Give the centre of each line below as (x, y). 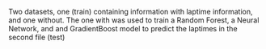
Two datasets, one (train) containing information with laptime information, (131, 12)
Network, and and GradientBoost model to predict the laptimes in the (123, 29)
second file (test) (37, 37)
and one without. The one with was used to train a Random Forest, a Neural (134, 20)
